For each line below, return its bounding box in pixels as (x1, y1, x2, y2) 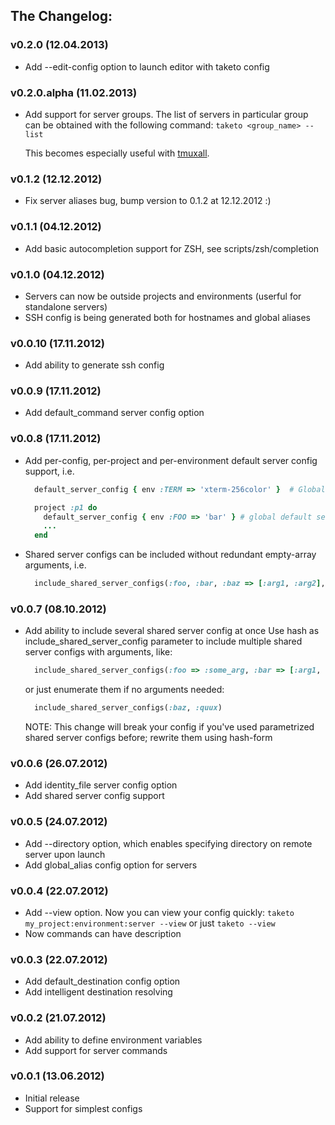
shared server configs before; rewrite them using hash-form (24, 732, 273, 744)
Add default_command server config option (24, 407, 205, 419)
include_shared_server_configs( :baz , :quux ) (34, 703, 223, 713)
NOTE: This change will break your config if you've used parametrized (24, 721, 315, 733)
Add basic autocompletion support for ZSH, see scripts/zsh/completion (24, 242, 320, 254)
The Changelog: (10, 8, 113, 25)
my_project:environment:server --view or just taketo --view (24, 917, 276, 929)
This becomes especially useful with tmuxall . (24, 147, 210, 159)
